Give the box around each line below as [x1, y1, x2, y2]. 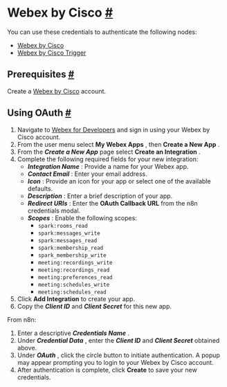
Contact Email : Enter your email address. [27, 170, 147, 178]
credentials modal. [27, 206, 81, 215]
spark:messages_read [37, 237, 98, 244]
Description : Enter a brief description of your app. [27, 192, 173, 200]
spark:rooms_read [37, 222, 88, 229]
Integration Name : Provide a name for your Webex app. [27, 162, 189, 170]
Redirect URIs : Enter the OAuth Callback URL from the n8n [27, 199, 199, 207]
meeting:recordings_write [37, 259, 113, 266]
